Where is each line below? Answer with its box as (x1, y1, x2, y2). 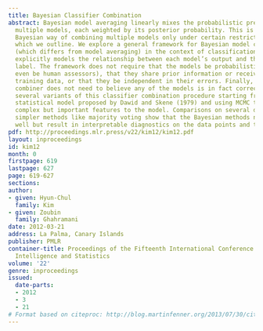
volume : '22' (8, 260, 51, 267)
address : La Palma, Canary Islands (8, 231, 124, 238)
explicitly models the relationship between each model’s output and (15, 56, 247, 64)
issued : (8, 274, 34, 282)
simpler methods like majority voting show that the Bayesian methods (15, 114, 250, 122)
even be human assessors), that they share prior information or (15, 70, 233, 78)
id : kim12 (8, 143, 41, 151)
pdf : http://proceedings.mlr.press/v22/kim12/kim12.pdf (8, 128, 194, 136)
